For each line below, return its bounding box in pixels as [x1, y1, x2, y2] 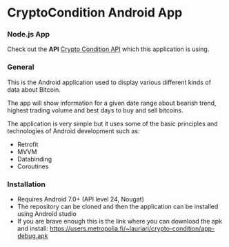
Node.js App [7, 30, 50, 39]
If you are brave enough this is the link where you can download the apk [17, 217, 223, 226]
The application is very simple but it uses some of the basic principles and [7, 119, 219, 128]
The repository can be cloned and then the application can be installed [17, 202, 219, 211]
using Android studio [17, 210, 77, 218]
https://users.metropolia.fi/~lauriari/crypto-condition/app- [49, 224, 215, 233]
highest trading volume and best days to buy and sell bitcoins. [7, 106, 184, 115]
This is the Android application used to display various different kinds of [7, 78, 212, 86]
